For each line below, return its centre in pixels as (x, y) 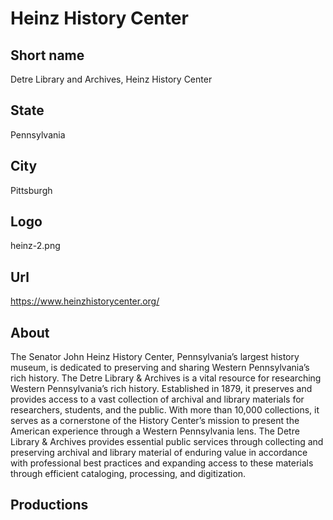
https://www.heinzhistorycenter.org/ (85, 301)
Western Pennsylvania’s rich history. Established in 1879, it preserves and (161, 389)
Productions (49, 505)
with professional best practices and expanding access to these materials (162, 463)
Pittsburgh (31, 190)
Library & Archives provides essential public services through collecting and (167, 442)
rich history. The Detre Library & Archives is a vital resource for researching (166, 378)
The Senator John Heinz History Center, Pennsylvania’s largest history (155, 357)
